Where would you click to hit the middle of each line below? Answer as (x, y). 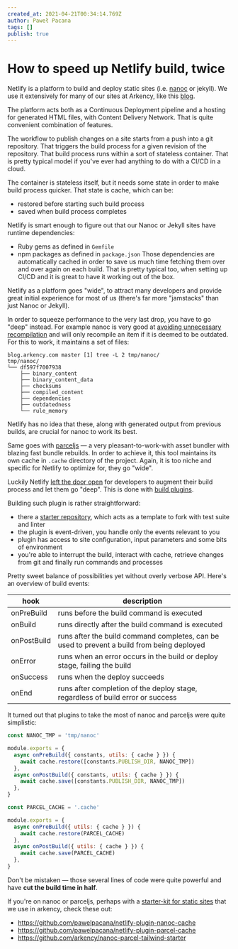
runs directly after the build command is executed (140, 624)
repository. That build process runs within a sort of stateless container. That (118, 154)
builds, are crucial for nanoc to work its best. (73, 432)
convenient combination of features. (60, 125)
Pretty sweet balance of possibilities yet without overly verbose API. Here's (117, 576)
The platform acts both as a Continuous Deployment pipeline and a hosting (117, 110)
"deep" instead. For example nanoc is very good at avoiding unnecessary (114, 327)
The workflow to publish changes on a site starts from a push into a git (110, 139)
